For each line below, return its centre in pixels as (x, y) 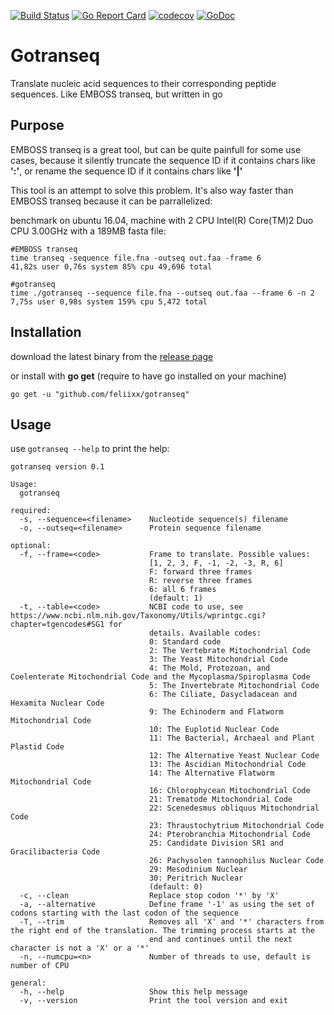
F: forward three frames (200, 572)
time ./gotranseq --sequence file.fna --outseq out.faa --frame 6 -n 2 (162, 293)
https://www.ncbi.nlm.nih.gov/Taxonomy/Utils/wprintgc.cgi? (138, 616)
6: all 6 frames (182, 590)
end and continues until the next (220, 940)
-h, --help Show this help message (133, 992)
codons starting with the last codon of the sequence (125, 913)
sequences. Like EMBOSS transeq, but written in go (116, 94)
